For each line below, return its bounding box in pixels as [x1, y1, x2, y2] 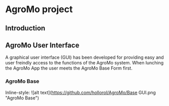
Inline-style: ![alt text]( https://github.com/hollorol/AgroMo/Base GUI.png [5, 89, 156, 95]
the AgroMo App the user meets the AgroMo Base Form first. [5, 65, 133, 72]
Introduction [5, 24, 46, 32]
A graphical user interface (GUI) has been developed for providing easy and [5, 54, 164, 60]
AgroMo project [5, 4, 73, 15]
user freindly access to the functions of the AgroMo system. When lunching [5, 60, 164, 66]
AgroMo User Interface [5, 41, 80, 49]
